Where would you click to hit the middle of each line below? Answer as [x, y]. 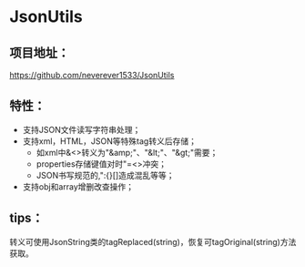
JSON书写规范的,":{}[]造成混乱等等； [105, 175]
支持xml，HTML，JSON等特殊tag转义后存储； [110, 141]
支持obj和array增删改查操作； [78, 186]
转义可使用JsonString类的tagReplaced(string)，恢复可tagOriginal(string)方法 [153, 241]
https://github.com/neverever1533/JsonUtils [92, 75]
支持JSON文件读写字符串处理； [81, 129]
